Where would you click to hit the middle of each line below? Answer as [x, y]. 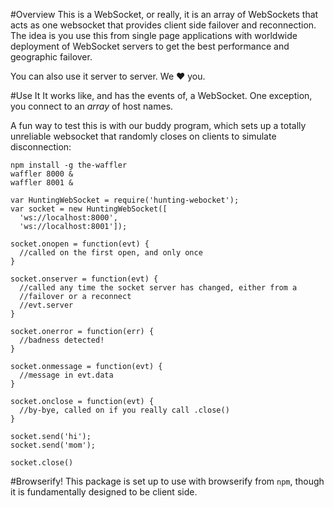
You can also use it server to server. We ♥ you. [108, 76]
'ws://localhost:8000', [68, 218]
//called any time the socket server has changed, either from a [158, 288]
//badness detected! [62, 340]
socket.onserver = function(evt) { [84, 279]
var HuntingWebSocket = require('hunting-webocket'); [125, 200]
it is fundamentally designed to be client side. [104, 492]
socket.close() [42, 463]
